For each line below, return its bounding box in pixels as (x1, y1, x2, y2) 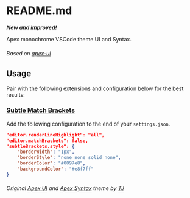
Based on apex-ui (6, 49, 51, 57)
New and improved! (6, 24, 57, 31)
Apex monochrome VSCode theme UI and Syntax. (6, 35, 132, 43)
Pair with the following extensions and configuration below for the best (6, 85, 184, 92)
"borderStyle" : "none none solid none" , (17, 155, 121, 161)
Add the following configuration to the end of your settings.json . (6, 120, 171, 127)
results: (6, 91, 26, 98)
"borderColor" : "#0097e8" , (17, 160, 86, 166)
